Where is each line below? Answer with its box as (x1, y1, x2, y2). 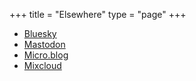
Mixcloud (23, 60, 62, 71)
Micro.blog (23, 49, 69, 61)
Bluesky (23, 28, 57, 39)
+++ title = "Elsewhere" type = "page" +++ (9, 9, 187, 20)
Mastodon (23, 39, 66, 50)
